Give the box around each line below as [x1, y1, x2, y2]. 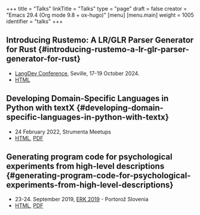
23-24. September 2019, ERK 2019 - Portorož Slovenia [14, 196, 149, 203]
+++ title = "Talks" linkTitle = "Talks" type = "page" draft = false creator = [6, 5, 187, 12]
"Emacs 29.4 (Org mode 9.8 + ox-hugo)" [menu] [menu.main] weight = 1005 [6, 11, 194, 19]
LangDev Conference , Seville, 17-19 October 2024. [14, 69, 140, 77]
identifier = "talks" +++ [6, 18, 63, 25]
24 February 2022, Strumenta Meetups [14, 128, 112, 135]
